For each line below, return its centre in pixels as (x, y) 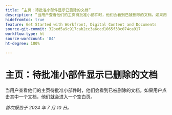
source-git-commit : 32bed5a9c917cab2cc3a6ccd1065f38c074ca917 (73, 29)
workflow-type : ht (25, 34)
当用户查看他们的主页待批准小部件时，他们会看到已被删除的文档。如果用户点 (86, 90)
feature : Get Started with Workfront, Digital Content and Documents (81, 24)
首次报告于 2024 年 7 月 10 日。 (38, 107)
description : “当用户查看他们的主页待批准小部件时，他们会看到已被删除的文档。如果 (84, 15)
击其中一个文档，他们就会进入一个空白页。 (50, 97)
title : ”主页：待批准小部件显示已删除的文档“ (48, 10)
